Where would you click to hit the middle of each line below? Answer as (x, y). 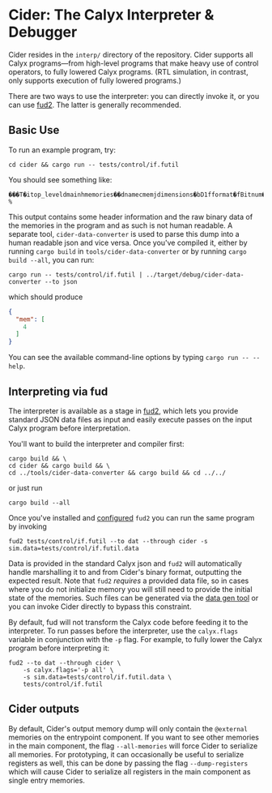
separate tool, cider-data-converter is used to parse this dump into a (124, 234)
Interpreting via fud (58, 391)
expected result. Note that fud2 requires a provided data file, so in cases (129, 581)
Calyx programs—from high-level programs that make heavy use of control (134, 63)
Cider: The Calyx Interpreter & (111, 15)
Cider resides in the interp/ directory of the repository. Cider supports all (131, 54)
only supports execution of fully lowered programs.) (95, 80)
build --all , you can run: (51, 259)
